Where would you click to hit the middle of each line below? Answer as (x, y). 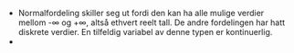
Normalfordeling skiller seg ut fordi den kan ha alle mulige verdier (141, 13)
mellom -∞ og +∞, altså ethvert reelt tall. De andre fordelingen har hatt (152, 22)
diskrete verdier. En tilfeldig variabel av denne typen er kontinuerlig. (145, 32)
